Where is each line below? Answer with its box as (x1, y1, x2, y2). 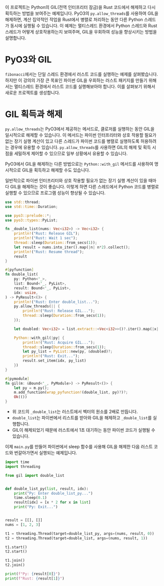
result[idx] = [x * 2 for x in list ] (14, 500, 91, 505)
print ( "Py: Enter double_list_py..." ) (14, 491, 93, 496)
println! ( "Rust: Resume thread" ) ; (14, 249, 84, 254)
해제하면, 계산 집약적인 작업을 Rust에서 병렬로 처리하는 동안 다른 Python (5, 17, 143, 22)
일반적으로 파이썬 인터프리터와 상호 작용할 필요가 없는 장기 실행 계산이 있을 (5, 177, 148, 183)
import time (5, 460, 29, 465)
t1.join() (5, 558, 25, 563)
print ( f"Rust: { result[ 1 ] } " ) (5, 576, 65, 581)
